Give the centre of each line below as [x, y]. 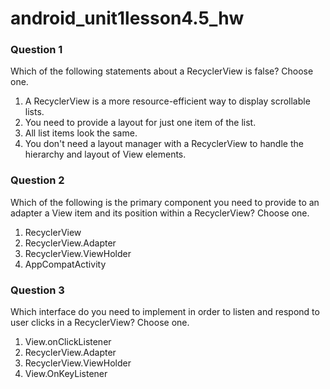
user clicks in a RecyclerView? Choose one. [100, 323]
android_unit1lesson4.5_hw [127, 18]
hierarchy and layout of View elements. [105, 154]
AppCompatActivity [65, 264]
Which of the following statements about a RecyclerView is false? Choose [162, 71]
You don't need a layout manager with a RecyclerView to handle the [164, 144]
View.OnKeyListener [66, 374]
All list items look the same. [81, 133]
